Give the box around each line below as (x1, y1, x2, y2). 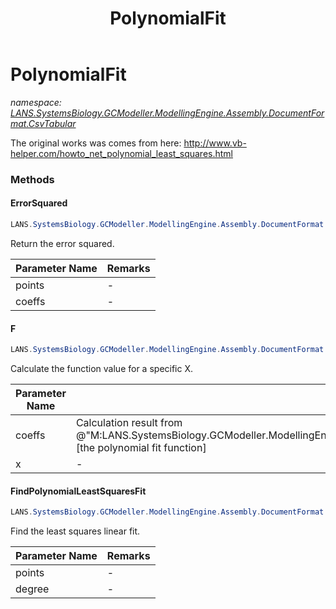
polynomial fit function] (97, 441, 207, 455)
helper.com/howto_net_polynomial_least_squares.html (10, 147, 234, 159)
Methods (10, 172, 55, 186)
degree (15, 582, 50, 596)
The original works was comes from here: (10, 137, 182, 149)
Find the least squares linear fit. (10, 525, 141, 537)
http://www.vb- (183, 137, 247, 149)
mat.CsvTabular (10, 117, 77, 129)
